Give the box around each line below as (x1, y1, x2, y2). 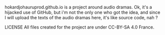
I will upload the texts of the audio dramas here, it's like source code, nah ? (4, 15, 158, 20)
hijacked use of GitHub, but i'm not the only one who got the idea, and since (4, 9, 161, 15)
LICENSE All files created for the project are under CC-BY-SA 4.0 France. (4, 24, 155, 30)
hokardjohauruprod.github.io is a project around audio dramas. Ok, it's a (4, 4, 152, 10)
